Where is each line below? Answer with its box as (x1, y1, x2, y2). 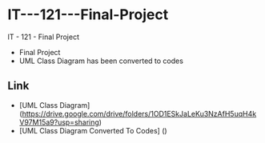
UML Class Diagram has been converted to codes (18, 56, 183, 66)
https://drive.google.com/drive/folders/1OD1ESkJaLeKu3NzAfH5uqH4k (22, 109, 257, 118)
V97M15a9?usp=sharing (18, 117, 99, 127)
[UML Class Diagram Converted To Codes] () (18, 125, 167, 135)
